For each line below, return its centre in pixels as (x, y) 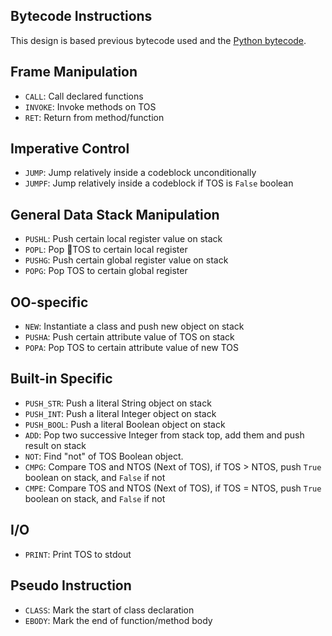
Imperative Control (70, 149)
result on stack (55, 445)
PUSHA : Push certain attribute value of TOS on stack (129, 337)
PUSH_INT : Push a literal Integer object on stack (120, 413)
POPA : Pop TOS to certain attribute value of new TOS (131, 348)
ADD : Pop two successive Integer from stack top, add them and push (164, 435)
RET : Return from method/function (94, 117)
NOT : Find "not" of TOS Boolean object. (104, 456)
